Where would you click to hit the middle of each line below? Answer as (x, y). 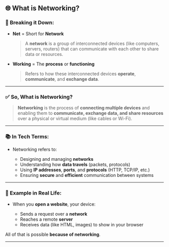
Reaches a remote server (46, 219)
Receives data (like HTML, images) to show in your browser (82, 224)
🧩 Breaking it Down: (30, 23)
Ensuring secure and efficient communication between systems (87, 175)
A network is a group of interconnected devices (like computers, (92, 43)
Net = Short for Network (38, 34)
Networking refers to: (34, 149)
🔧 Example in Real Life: (33, 193)
